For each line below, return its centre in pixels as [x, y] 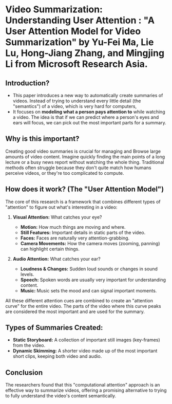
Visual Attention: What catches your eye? [57, 217]
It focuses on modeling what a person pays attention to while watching [89, 112]
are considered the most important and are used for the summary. [75, 311]
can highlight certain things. [50, 249]
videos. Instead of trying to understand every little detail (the [77, 101]
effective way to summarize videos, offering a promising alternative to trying [86, 390]
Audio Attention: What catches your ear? [57, 259]
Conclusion [24, 372]
